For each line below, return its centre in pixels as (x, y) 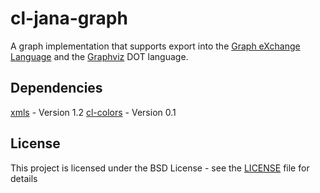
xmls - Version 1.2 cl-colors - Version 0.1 (93, 112)
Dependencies (56, 88)
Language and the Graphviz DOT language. (99, 56)
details (24, 178)
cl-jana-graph (69, 18)
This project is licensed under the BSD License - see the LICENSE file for (160, 168)
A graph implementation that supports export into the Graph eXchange (155, 46)
